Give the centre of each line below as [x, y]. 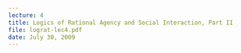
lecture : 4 [26, 15]
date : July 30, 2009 [42, 37]
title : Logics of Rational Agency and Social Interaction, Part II [121, 23]
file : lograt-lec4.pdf [45, 30]
